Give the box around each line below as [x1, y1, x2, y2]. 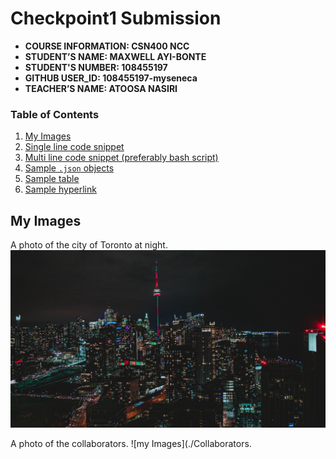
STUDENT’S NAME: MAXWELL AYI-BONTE [24, 50, 207, 62]
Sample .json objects [24, 162, 115, 174]
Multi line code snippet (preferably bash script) [24, 152, 219, 164]
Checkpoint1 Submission [10, 7, 222, 30]
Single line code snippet [24, 141, 125, 153]
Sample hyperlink [24, 183, 97, 196]
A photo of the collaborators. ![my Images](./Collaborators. [10, 437, 252, 449]
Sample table [24, 173, 80, 185]
